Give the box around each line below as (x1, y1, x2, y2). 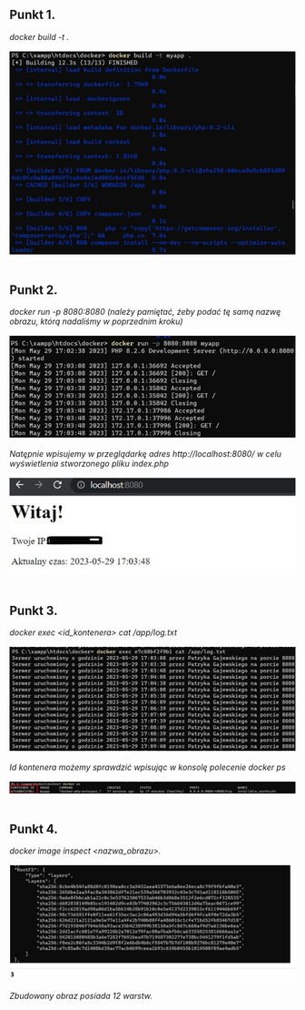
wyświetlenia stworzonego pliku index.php (9, 459, 170, 470)
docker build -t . (9, 31, 70, 42)
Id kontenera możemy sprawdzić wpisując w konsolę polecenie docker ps (9, 762, 286, 773)
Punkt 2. (9, 282, 58, 298)
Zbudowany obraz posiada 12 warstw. (9, 991, 152, 1002)
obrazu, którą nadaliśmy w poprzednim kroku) (9, 316, 183, 327)
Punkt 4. (9, 821, 59, 836)
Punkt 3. (9, 602, 58, 618)
